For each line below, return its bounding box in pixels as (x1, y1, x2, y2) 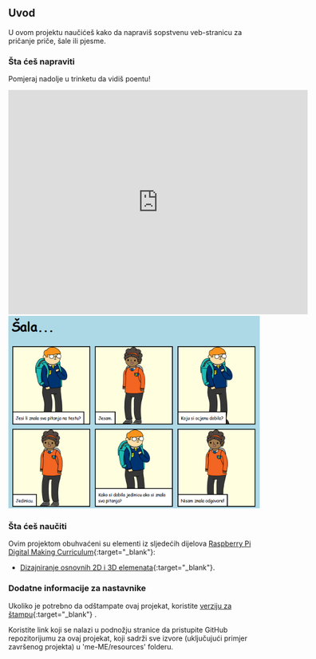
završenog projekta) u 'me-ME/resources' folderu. (8, 641, 174, 651)
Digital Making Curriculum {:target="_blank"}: (8, 547, 156, 557)
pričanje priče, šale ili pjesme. (8, 36, 106, 45)
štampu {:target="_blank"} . (8, 610, 97, 619)
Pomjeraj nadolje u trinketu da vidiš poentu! (8, 74, 151, 84)
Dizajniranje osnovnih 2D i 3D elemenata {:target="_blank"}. (19, 562, 215, 573)
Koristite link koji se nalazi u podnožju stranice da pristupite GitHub (8, 625, 228, 634)
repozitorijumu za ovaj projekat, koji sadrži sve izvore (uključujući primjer (8, 633, 247, 643)
